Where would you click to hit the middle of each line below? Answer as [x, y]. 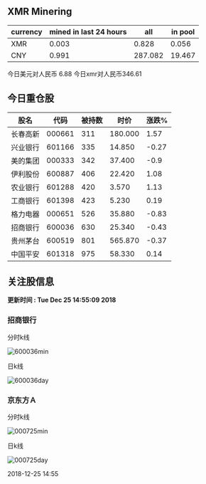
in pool [183, 31]
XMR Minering [40, 12]
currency [27, 31]
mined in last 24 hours [88, 31]
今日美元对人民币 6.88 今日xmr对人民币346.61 [75, 73]
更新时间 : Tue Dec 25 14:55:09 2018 [62, 300]
